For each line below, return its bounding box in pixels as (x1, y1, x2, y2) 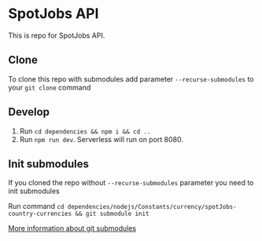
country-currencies (8, 210, 72, 218)
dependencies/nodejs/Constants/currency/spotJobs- (67, 203, 238, 211)
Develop (8, 105, 50, 119)
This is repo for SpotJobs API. (8, 31, 105, 40)
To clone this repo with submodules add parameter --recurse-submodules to (8, 74, 254, 83)
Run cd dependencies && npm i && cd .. (19, 126, 151, 136)
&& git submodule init (75, 210, 149, 218)
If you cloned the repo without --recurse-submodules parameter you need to (8, 178, 254, 188)
